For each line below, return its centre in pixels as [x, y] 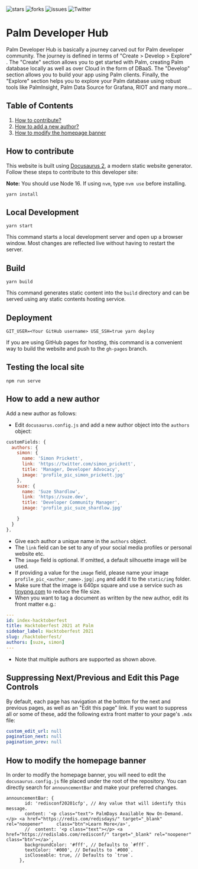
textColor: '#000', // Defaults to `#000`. [79, 850]
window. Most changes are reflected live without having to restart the [90, 243]
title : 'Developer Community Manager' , [71, 503]
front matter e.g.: [35, 604]
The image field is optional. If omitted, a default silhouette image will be [101, 560]
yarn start [20, 226]
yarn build [20, 282]
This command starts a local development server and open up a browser [95, 237]
